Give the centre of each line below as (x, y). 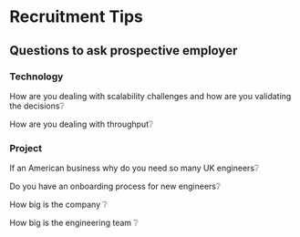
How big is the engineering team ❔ (74, 223)
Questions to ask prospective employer (124, 51)
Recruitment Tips (77, 17)
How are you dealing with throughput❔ (82, 124)
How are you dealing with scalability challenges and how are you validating (150, 96)
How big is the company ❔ (58, 205)
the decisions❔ (37, 106)
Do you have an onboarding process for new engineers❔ (115, 186)
